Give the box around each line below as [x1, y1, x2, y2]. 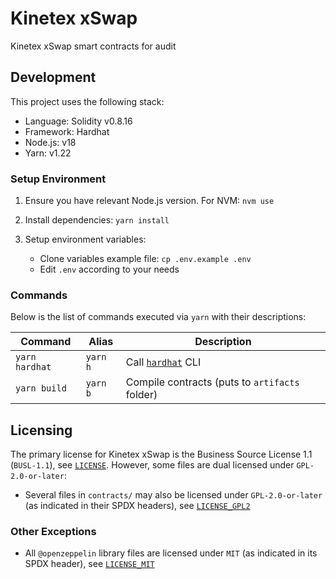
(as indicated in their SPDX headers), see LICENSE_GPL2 [24, 500, 251, 512]
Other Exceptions [10, 525, 97, 539]
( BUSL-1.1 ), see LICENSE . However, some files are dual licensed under [10, 459, 295, 471]
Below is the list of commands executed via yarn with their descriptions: [10, 311, 307, 323]
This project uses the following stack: [10, 95, 165, 107]
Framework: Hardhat [24, 125, 110, 137]
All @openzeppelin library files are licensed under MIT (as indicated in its [24, 547, 318, 559]
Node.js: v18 [24, 136, 77, 148]
